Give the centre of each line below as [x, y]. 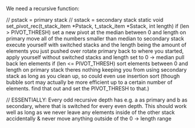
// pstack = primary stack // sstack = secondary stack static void [85, 20]
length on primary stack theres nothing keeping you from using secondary [97, 70]
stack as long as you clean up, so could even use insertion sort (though [93, 76]
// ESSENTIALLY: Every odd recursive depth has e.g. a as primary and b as [97, 100]
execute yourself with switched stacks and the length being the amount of [96, 45]
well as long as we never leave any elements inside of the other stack [91, 112]
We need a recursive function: [43, 9]
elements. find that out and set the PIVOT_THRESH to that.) [78, 88]
